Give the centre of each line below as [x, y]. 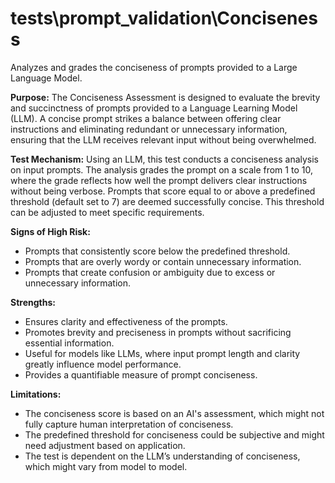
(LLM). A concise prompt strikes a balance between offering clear [146, 118]
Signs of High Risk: [50, 231]
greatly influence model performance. [103, 364]
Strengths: [33, 302]
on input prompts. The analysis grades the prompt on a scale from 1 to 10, [161, 169]
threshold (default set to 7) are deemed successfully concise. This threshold [167, 201]
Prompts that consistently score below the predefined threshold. [157, 251]
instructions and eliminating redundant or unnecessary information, [149, 129]
